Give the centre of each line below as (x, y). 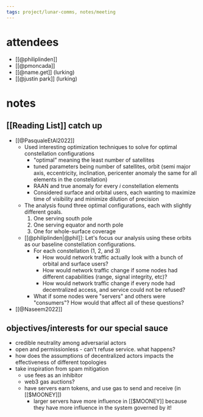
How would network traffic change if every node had (109, 283)
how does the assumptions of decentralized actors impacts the (94, 356)
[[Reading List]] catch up (54, 126)
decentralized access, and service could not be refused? (114, 289)
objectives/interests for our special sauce (87, 328)
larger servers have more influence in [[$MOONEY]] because (110, 401)
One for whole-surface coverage (74, 231)
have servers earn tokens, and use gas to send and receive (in (102, 388)
